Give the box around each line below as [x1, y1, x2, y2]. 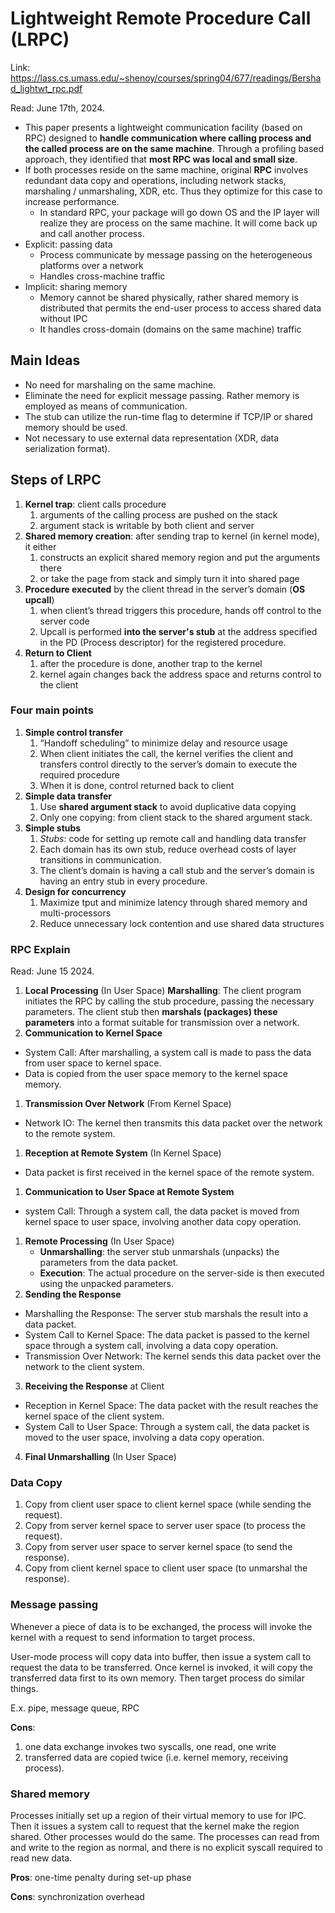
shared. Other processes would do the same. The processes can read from [10, 1831, 320, 1843]
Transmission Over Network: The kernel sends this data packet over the [24, 1350, 322, 1362]
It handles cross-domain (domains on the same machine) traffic [39, 323, 302, 335]
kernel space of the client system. [24, 1410, 165, 1422]
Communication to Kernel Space [24, 1027, 163, 1039]
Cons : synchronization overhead [10, 1891, 145, 1903]
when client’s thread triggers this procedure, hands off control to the [39, 604, 322, 616]
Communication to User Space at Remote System [24, 1186, 235, 1198]
